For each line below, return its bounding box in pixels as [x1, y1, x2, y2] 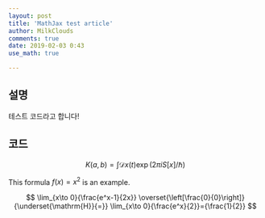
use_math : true [8, 49, 60, 57]
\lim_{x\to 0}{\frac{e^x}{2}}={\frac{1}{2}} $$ [110, 201, 257, 211]
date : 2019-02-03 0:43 [8, 42, 85, 50]
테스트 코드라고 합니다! [8, 111, 80, 121]
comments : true [8, 34, 60, 43]
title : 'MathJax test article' [8, 19, 114, 27]
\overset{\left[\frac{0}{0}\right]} [138, 193, 246, 203]
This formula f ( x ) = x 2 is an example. [8, 175, 130, 187]
